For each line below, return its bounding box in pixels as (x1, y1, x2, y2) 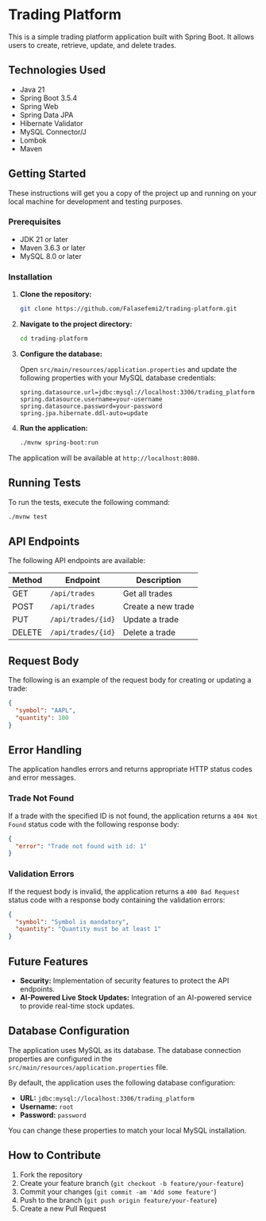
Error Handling (8, 743, 82, 757)
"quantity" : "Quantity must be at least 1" (15, 926, 161, 933)
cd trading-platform (19, 335, 88, 343)
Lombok (19, 135, 48, 145)
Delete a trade (122, 627, 176, 638)
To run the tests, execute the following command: (8, 497, 171, 507)
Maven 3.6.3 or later (19, 243, 86, 252)
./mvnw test (8, 512, 48, 521)
